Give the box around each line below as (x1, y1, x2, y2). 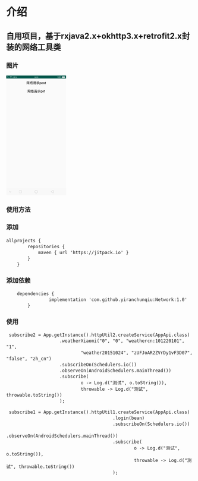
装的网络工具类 (6, 42, 61, 52)
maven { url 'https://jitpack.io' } (37, 249, 129, 255)
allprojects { (6, 238, 42, 243)
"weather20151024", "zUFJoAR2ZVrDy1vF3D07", (80, 350, 193, 356)
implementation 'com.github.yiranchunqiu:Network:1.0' (48, 296, 187, 303)
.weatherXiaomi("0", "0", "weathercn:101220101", (59, 338, 185, 344)
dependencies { (17, 290, 55, 297)
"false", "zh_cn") (6, 356, 52, 362)
